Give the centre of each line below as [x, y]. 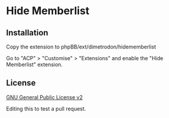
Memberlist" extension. [35, 64]
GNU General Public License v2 [44, 97]
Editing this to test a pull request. [46, 109]
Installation [27, 33]
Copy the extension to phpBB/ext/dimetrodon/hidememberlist [81, 47]
